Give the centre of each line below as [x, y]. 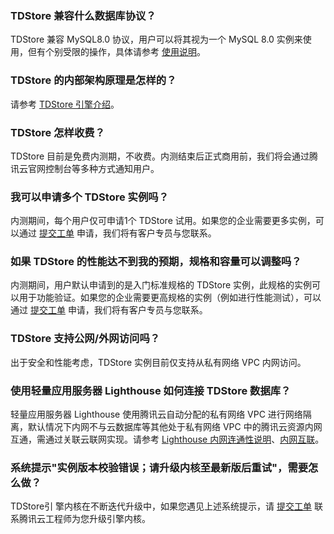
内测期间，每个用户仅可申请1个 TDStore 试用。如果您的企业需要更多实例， [163, 221]
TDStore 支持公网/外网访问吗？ [85, 339]
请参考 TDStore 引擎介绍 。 [65, 104]
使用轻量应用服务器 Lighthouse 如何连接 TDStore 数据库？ [151, 390]
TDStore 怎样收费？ [57, 132]
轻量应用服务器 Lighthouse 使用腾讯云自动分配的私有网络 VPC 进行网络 [156, 414]
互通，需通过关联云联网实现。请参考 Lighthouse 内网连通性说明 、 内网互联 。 [167, 439]
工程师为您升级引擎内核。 [97, 519]
